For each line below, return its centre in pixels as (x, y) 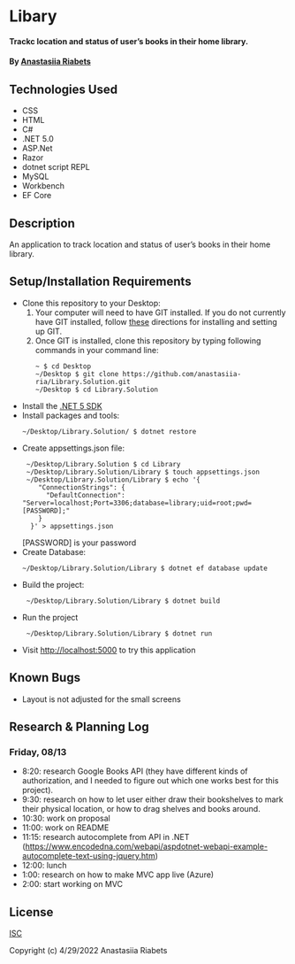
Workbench (43, 186)
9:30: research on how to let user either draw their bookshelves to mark (153, 799)
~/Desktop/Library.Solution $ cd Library (103, 464)
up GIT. (49, 331)
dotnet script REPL (56, 167)
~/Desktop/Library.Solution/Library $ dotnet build (123, 601)
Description (42, 223)
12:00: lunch (44, 866)
